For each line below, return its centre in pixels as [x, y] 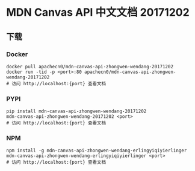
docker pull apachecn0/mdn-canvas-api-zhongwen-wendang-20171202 [90, 66]
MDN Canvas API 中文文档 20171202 [98, 12]
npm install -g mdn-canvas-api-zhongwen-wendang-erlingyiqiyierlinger [97, 151]
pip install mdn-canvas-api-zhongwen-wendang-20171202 [76, 111]
